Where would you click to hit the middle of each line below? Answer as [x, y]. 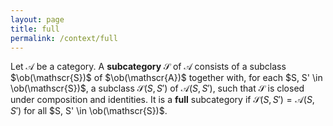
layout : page [37, 19]
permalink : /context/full [64, 38]
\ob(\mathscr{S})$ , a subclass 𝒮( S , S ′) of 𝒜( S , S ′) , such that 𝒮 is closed [157, 88]
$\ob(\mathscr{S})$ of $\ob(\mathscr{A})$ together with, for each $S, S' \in [166, 78]
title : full [35, 29]
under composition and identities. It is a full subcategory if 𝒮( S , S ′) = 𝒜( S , [162, 100]
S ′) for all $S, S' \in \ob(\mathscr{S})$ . [89, 111]
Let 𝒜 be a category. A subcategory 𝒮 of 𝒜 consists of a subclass [148, 67]
